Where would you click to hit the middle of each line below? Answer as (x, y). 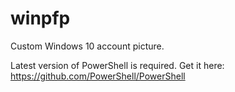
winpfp (40, 18)
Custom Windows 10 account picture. (87, 46)
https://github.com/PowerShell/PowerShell (98, 76)
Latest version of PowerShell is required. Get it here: (117, 65)
